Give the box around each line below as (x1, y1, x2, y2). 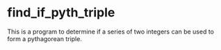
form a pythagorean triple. (7, 34, 82, 42)
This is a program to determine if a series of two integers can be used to (7, 27, 214, 36)
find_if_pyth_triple (7, 5, 115, 21)
